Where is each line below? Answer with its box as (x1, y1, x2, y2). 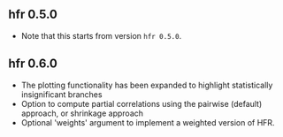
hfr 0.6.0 (8, 57, 58, 72)
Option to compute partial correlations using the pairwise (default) (20, 98, 263, 109)
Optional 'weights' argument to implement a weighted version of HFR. (20, 117, 275, 127)
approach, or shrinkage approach (20, 108, 143, 118)
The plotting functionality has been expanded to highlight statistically (20, 80, 273, 90)
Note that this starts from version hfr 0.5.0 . (20, 30, 182, 41)
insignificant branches (20, 88, 103, 100)
